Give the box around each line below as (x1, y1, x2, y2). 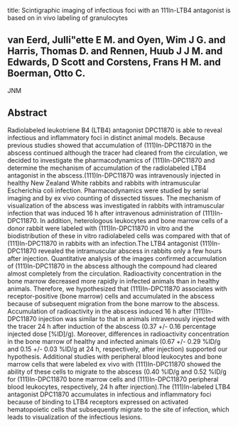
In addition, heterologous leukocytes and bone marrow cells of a (40, 216, 229, 225)
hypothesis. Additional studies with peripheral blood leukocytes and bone (7, 352, 222, 361)
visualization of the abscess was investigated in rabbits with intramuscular (7, 201, 225, 210)
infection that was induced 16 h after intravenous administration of (7, 209, 201, 217)
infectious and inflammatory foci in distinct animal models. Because (7, 133, 205, 141)
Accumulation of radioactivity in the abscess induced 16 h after (7, 307, 192, 315)
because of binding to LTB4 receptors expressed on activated (7, 397, 188, 406)
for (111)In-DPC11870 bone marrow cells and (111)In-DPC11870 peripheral (7, 374, 219, 383)
